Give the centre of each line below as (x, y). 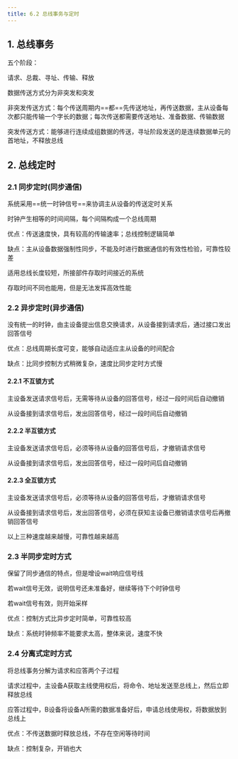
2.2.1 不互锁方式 (31, 381)
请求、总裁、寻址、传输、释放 (51, 78)
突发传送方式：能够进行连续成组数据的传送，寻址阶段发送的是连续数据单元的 (119, 132)
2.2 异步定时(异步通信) (46, 308)
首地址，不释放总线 (35, 141)
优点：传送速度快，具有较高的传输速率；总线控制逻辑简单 (91, 234)
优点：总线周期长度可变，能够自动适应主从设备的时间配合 (91, 348)
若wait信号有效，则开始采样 (48, 603)
